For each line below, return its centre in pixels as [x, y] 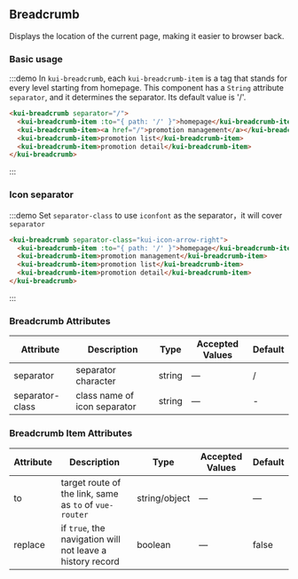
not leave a [84, 550]
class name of [105, 396]
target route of [91, 482]
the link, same [90, 494]
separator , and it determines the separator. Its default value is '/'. [128, 98]
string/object [164, 498]
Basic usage [36, 59]
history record [90, 561]
